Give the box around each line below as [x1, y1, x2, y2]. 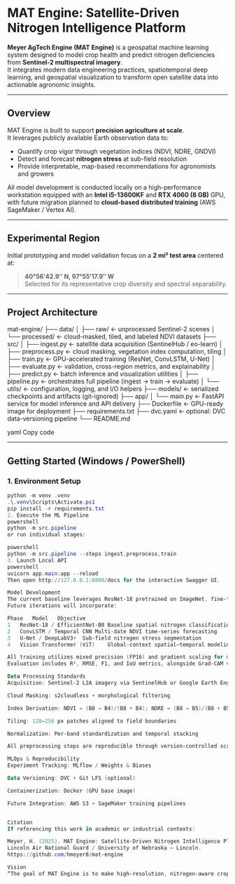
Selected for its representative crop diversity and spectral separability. [24, 279, 227, 288]
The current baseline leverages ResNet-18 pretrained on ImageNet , [7, 595, 208, 603]
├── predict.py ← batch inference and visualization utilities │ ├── [7, 370, 199, 378]
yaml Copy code [7, 428, 55, 437]
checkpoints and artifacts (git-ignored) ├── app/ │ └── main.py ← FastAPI [7, 392, 225, 401]
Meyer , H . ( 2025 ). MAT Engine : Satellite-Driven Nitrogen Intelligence [7, 838, 220, 845]
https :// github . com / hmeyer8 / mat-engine [7, 851, 124, 858]
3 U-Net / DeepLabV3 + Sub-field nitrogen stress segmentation [7, 634, 201, 642]
